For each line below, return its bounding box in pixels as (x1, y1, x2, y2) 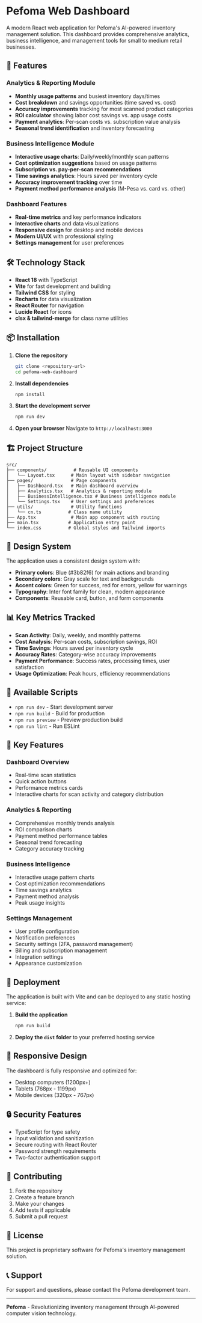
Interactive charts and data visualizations (14, 220, 119, 227)
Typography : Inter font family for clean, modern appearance (14, 588, 165, 595)
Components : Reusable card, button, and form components (14, 594, 164, 602)
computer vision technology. (6, 1309, 77, 1317)
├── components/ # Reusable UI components (6, 467, 138, 473)
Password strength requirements (14, 1147, 96, 1155)
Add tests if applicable (14, 1206, 71, 1214)
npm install (14, 391, 45, 397)
